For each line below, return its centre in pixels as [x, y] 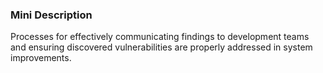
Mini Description [51, 15]
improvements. [41, 58]
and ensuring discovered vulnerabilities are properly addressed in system [161, 47]
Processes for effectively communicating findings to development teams [160, 37]
